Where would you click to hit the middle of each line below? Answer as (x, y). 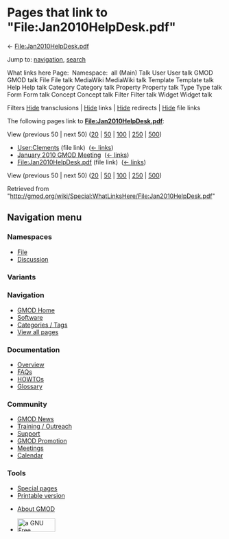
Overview (31, 365)
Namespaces (30, 237)
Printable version (41, 495)
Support (28, 434)
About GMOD (36, 509)
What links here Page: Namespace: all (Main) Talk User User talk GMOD (110, 73)
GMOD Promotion (42, 441)
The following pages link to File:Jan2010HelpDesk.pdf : (86, 121)
